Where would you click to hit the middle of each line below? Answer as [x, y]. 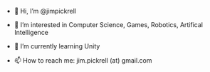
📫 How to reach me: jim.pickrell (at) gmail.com [83, 60]
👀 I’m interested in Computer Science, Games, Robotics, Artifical [108, 25]
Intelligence [31, 32]
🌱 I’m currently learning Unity [57, 46]
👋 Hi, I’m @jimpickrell [45, 11]
